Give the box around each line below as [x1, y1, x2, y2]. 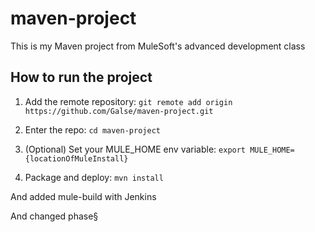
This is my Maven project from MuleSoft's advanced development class [10, 40, 306, 52]
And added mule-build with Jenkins [10, 190, 157, 202]
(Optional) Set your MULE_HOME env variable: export [24, 143, 247, 155]
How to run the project [10, 69, 153, 86]
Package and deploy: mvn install [24, 171, 164, 183]
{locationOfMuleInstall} [24, 153, 129, 164]
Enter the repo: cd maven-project [24, 123, 161, 136]
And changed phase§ [10, 210, 99, 222]
